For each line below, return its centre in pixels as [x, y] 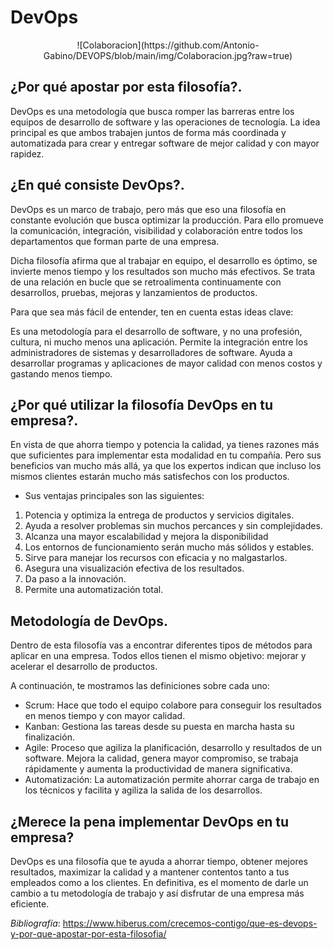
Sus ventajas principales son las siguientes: [114, 496]
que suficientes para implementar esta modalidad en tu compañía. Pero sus [166, 455]
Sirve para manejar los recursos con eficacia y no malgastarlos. [156, 558]
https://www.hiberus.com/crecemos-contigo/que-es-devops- [190, 923]
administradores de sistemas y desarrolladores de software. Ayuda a [151, 352]
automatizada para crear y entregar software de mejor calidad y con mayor [165, 143]
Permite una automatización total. [94, 590]
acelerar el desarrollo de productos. [84, 667]
